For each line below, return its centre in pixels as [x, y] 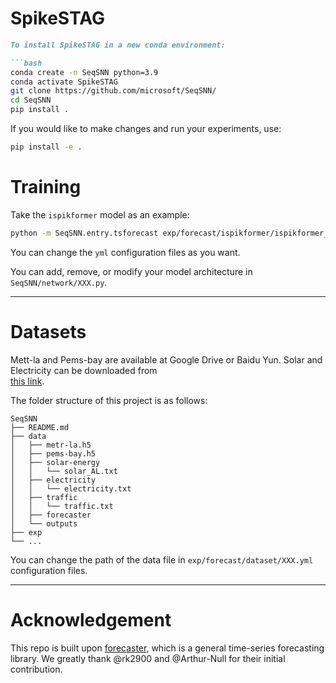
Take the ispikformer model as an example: [100, 214]
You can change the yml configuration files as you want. [125, 252]
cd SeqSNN [31, 100]
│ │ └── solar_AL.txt [64, 471]
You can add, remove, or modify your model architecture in [131, 271]
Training [46, 187]
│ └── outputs [44, 523]
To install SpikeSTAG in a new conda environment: [118, 45]
